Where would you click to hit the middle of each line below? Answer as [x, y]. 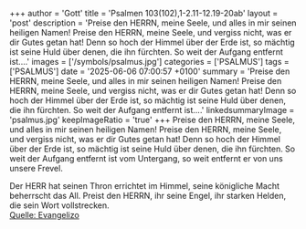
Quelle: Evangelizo [44, 215]
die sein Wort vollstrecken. [59, 205]
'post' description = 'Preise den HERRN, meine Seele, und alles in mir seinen [153, 23]
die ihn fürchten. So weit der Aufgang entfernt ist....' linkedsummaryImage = [152, 110]
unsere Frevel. [37, 168]
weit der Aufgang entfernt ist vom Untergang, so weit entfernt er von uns [146, 158]
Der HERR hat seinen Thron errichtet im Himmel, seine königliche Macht [145, 186]
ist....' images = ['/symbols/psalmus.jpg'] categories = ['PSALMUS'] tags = [149, 62]
